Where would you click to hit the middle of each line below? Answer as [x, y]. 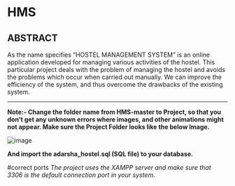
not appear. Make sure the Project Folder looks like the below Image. [108, 127]
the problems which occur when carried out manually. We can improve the [115, 77]
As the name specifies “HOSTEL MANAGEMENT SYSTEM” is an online [109, 55]
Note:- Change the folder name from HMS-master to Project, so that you [114, 112]
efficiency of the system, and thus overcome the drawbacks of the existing [115, 84]
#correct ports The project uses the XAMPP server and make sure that [109, 167]
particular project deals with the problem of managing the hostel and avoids [116, 70]
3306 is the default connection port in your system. [81, 175]
